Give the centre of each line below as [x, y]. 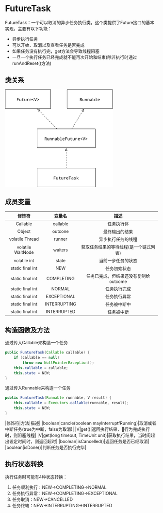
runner [61, 239]
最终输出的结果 [118, 231]
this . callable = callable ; [41, 368]
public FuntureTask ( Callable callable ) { [48, 353]
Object [24, 231]
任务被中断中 [118, 304]
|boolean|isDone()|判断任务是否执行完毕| [46, 447]
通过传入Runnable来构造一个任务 [38, 388]
